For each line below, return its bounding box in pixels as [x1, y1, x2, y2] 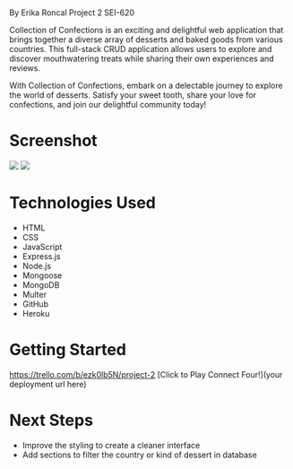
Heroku [22, 308, 50, 319]
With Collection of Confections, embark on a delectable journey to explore [9, 80, 284, 91]
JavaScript [22, 241, 63, 253]
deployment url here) [9, 379, 87, 389]
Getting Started [9, 340, 127, 360]
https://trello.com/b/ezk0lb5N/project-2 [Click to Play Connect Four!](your [9, 369, 283, 379]
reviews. [9, 63, 40, 74]
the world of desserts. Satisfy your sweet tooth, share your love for [9, 90, 257, 100]
